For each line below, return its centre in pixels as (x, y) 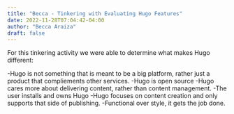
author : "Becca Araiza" (42, 26)
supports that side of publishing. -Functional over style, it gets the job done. (116, 103)
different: (20, 60)
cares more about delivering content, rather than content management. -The (117, 88)
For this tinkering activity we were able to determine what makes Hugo (109, 53)
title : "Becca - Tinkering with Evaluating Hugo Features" (95, 14)
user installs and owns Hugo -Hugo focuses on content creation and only (112, 96)
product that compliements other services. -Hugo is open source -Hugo (111, 81)
